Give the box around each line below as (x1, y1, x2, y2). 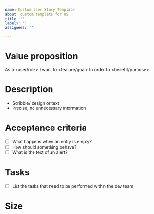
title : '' (5, 16, 25, 21)
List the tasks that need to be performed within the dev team (12, 183, 134, 189)
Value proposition (5, 51, 78, 62)
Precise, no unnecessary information (12, 106, 86, 111)
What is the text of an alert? (12, 150, 68, 155)
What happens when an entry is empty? (12, 138, 92, 144)
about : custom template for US (5, 12, 68, 17)
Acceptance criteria (5, 123, 87, 133)
